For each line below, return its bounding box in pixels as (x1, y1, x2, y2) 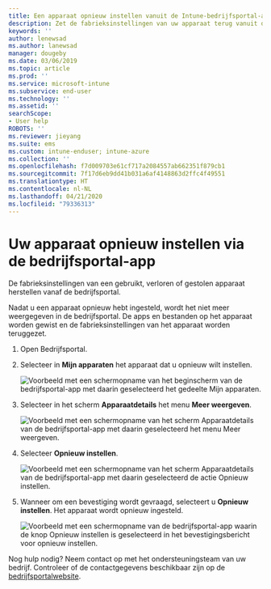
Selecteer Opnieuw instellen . (19, 448, 119, 458)
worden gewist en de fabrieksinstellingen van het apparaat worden (8, 320, 231, 330)
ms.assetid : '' (8, 102, 60, 110)
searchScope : (8, 110, 52, 118)
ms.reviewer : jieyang (8, 132, 81, 140)
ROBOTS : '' (8, 125, 45, 133)
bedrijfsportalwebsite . (8, 571, 81, 581)
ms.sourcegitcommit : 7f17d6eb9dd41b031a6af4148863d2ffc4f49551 (8, 170, 226, 178)
